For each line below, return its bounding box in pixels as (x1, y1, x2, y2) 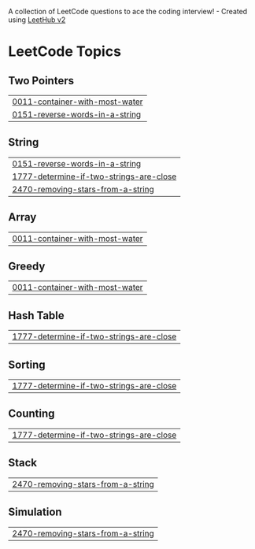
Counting (8, 407, 55, 421)
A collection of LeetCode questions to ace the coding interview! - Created (8, 7, 248, 16)
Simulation (8, 506, 62, 519)
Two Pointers (8, 74, 75, 87)
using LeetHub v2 (8, 15, 66, 24)
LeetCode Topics (8, 43, 122, 61)
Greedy (8, 260, 46, 273)
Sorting (8, 358, 46, 371)
